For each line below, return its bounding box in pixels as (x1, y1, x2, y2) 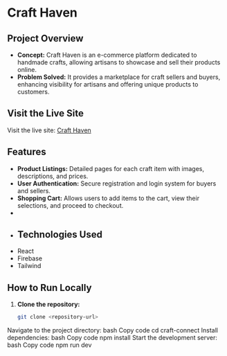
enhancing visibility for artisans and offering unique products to (17, 80, 199, 88)
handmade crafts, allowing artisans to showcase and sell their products (17, 58, 221, 66)
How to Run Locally (7, 282, 92, 294)
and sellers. (17, 186, 51, 195)
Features (7, 146, 46, 158)
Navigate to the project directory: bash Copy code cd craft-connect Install (7, 326, 218, 335)
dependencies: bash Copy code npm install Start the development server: (7, 334, 218, 342)
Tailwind (17, 262, 42, 270)
